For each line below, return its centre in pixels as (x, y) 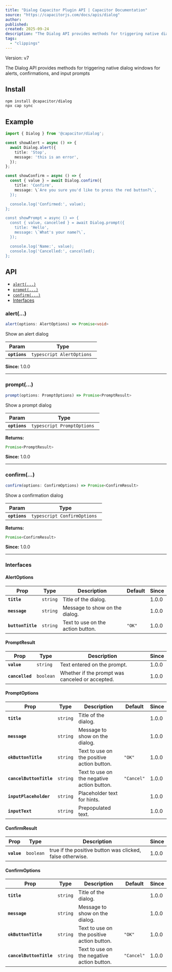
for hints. (89, 800)
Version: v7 (17, 58)
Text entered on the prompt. (93, 665)
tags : (11, 39)
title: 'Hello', (32, 228)
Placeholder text (98, 793)
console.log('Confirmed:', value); (48, 204)
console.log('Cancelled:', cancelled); (52, 251)
